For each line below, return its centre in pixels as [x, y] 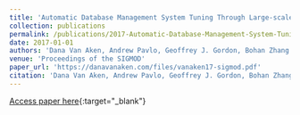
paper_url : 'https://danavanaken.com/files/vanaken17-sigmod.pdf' [135, 68]
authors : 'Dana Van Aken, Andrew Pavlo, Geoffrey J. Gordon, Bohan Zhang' [151, 51]
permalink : [29, 34]
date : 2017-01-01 [42, 42]
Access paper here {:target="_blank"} [78, 101]
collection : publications [57, 26]
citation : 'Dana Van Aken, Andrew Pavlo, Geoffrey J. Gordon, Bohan [139, 76]
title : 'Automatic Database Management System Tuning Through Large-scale [151, 17]
